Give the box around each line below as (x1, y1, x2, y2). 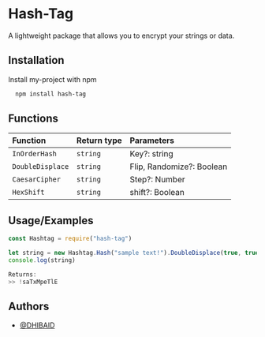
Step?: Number (129, 174, 185, 185)
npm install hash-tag (15, 90, 87, 98)
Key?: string (129, 148, 174, 159)
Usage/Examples (8, 214, 94, 227)
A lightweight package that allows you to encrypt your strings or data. (8, 31, 235, 40)
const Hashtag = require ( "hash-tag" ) (8, 234, 132, 243)
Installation (8, 54, 65, 67)
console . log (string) (8, 256, 77, 264)
